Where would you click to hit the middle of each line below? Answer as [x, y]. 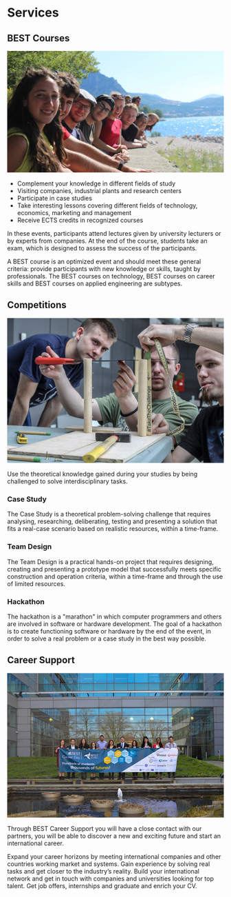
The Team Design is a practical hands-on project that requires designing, [111, 562]
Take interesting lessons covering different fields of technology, [107, 205]
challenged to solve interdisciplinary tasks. [68, 481]
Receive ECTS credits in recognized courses [80, 220]
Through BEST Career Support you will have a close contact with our [104, 829]
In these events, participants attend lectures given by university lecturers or [114, 234]
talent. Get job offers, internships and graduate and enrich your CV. [102, 886]
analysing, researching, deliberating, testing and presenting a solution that [112, 521]
